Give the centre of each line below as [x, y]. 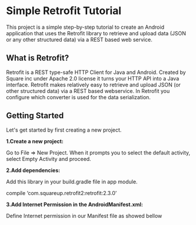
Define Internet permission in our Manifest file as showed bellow [84, 216]
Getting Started [35, 116]
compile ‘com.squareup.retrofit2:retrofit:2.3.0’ [62, 193]
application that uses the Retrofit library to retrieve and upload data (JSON [96, 33]
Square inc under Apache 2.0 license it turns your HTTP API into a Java [93, 78]
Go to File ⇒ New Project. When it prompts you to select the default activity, [98, 152]
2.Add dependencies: [33, 170]
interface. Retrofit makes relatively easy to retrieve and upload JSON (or [94, 85]
